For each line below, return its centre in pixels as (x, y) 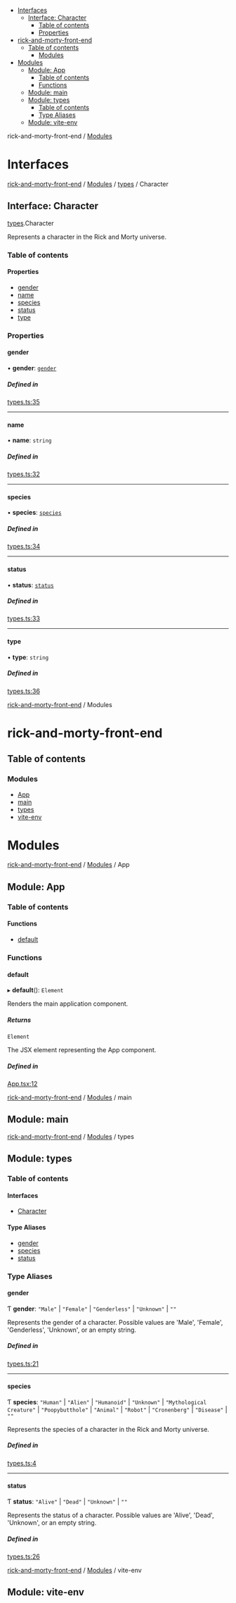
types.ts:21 (23, 1364)
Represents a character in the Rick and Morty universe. (87, 237)
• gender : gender (32, 368)
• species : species (34, 513)
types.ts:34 (24, 547)
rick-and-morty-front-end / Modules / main (70, 1097)
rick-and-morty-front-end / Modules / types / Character (88, 184)
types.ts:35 (24, 401)
